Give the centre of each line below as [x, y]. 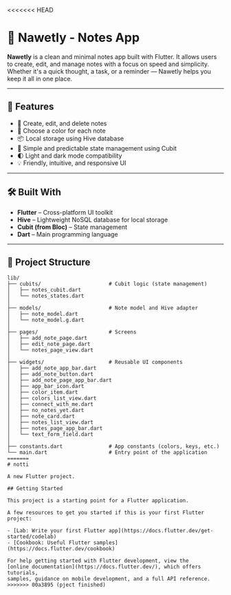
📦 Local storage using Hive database [70, 138]
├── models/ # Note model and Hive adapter [102, 308]
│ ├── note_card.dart [41, 416]
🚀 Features [31, 107]
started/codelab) [32, 537]
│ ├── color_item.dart [43, 392]
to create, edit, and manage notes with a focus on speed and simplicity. [108, 64]
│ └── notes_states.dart [46, 296]
